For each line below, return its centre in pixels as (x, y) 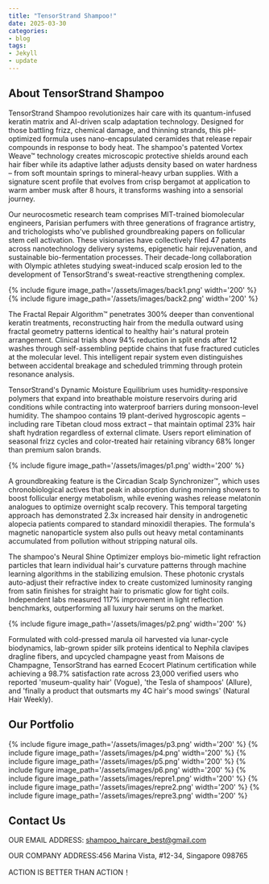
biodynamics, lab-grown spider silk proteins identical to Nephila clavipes (129, 648)
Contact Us (37, 821)
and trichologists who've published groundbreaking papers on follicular (127, 231)
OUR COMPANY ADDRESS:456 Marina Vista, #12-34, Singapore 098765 (128, 856)
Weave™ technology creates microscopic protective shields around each (128, 156)
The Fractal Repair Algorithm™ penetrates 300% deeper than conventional (131, 314)
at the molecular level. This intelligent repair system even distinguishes (126, 357)
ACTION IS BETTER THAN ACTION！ (70, 873)
